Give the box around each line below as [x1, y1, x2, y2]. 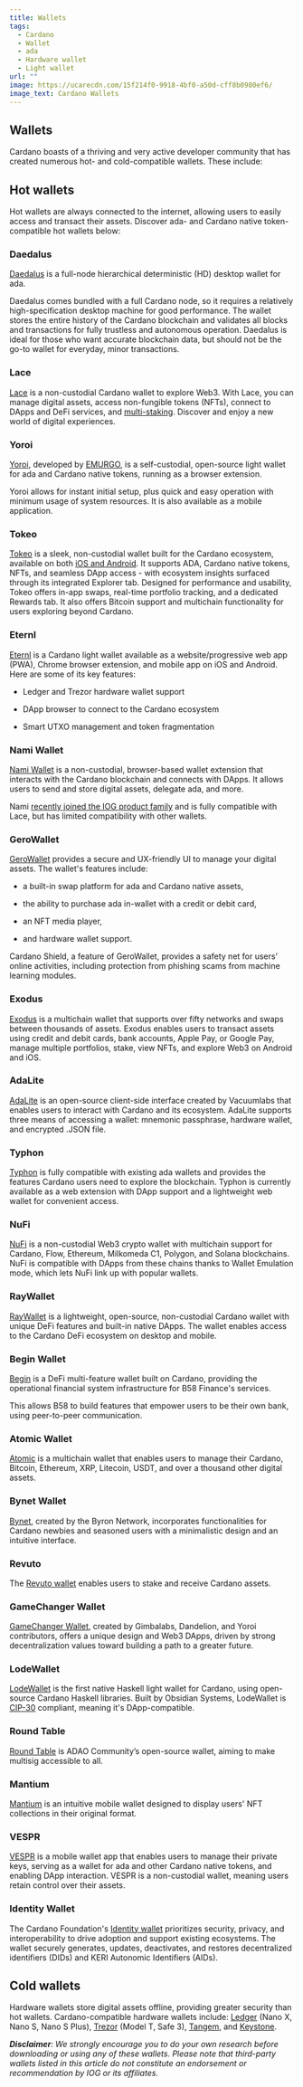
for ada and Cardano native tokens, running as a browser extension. [9, 469, 262, 479]
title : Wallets [9, 13, 67, 23]
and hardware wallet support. [22, 934, 133, 944]
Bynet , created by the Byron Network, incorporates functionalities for [9, 1515, 267, 1526]
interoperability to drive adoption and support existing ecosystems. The [9, 1932, 276, 1943]
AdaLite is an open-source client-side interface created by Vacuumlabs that [9, 1095, 292, 1105]
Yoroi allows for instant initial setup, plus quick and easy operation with [9, 486, 274, 498]
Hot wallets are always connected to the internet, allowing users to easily [9, 206, 282, 217]
